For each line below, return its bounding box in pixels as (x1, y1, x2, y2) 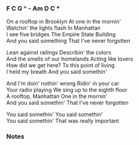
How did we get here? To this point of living (6, 62, 115, 69)
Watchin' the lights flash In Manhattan (6, 24, 101, 31)
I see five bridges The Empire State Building (6, 31, 116, 38)
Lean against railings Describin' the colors (6, 49, 112, 56)
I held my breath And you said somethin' (6, 68, 107, 76)
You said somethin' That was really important (6, 117, 120, 124)
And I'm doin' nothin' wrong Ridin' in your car (6, 80, 120, 87)
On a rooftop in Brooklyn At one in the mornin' (6, 18, 121, 25)
